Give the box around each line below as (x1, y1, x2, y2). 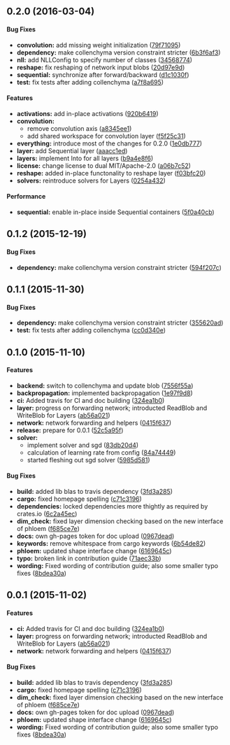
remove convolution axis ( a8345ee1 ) (27, 124, 132, 132)
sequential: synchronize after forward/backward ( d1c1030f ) (16, 70, 189, 79)
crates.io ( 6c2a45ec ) (16, 509, 78, 518)
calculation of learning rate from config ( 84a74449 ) (27, 448, 176, 457)
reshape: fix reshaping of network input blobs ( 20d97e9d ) (16, 63, 185, 71)
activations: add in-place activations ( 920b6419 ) (16, 109, 159, 118)
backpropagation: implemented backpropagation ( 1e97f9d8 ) (16, 388, 193, 397)
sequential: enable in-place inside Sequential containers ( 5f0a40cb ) (16, 208, 215, 216)
